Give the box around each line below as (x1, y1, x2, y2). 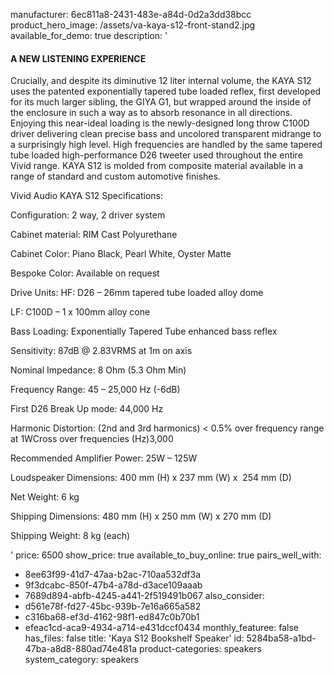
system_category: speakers (24, 654, 139, 666)
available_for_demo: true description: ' (10, 30, 168, 41)
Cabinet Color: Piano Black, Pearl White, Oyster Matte (10, 248, 232, 260)
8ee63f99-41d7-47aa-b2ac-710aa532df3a (24, 569, 202, 581)
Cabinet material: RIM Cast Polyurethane (10, 229, 178, 241)
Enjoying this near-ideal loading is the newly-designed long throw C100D (10, 117, 310, 129)
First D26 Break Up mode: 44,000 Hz (10, 403, 164, 415)
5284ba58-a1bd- (246, 632, 317, 644)
